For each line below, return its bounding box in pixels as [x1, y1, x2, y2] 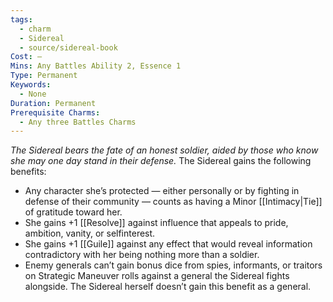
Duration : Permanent [10, 98, 97, 108]
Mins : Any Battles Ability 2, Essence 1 [10, 61, 182, 71]
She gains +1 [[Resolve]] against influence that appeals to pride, [24, 217, 289, 229]
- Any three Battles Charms [19, 117, 137, 127]
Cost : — [10, 52, 43, 62]
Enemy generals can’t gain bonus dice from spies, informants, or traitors [24, 259, 323, 271]
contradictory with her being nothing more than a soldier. [24, 249, 260, 261]
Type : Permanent [10, 71, 78, 81]
